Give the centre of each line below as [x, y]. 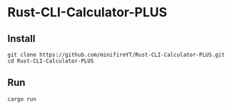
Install [21, 39]
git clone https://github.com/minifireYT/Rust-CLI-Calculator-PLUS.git [116, 55]
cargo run [22, 99]
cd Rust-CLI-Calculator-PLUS [51, 61]
